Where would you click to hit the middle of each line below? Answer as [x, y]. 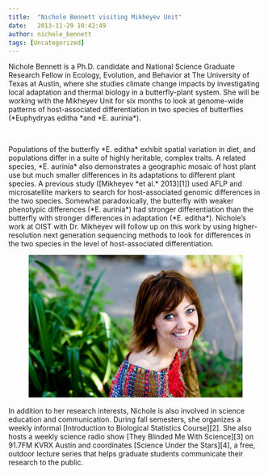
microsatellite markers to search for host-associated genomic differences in [134, 192]
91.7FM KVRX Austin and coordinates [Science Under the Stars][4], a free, [132, 445]
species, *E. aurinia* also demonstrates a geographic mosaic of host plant [132, 166]
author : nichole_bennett [50, 34]
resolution [25, 235]
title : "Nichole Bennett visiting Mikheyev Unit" [95, 17]
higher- [245, 227]
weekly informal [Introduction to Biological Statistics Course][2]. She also [130, 428]
